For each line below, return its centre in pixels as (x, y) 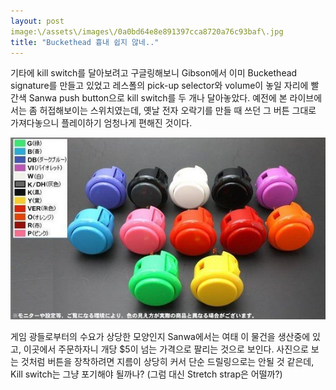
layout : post (37, 21)
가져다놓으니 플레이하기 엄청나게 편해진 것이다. (101, 123)
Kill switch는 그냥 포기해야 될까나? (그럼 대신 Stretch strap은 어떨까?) (146, 374)
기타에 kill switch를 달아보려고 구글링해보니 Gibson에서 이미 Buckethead (154, 73)
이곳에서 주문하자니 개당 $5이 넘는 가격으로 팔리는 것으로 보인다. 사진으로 (166, 349)
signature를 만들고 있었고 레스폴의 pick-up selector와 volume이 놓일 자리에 (159, 86)
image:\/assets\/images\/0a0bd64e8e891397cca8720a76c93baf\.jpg (147, 31)
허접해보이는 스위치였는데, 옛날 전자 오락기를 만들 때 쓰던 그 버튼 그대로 (178, 111)
